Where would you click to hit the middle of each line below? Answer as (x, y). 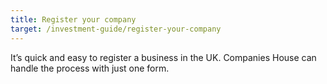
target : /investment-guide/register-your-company (116, 29)
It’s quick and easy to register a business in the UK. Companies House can (163, 57)
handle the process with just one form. (90, 68)
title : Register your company (73, 19)
